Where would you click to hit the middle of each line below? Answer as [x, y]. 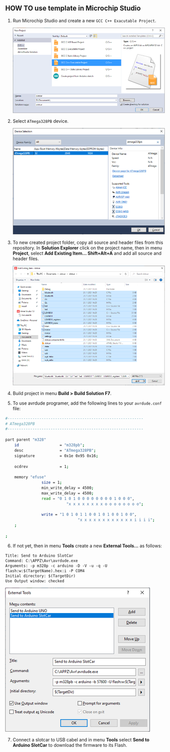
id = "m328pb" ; [50, 445]
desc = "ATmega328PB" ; [55, 450]
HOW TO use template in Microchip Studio [73, 8]
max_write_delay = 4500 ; [68, 493]
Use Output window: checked [35, 581]
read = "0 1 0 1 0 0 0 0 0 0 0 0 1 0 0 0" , [88, 498]
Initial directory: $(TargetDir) [40, 576]
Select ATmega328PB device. [40, 121]
